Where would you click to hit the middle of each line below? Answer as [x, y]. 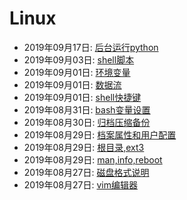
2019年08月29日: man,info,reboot [93, 159]
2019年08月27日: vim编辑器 [80, 184]
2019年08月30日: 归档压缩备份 [87, 122]
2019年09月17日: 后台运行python [91, 47]
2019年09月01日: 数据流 [72, 84]
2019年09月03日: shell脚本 [79, 59]
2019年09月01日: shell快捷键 [82, 97]
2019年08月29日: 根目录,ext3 [84, 147]
